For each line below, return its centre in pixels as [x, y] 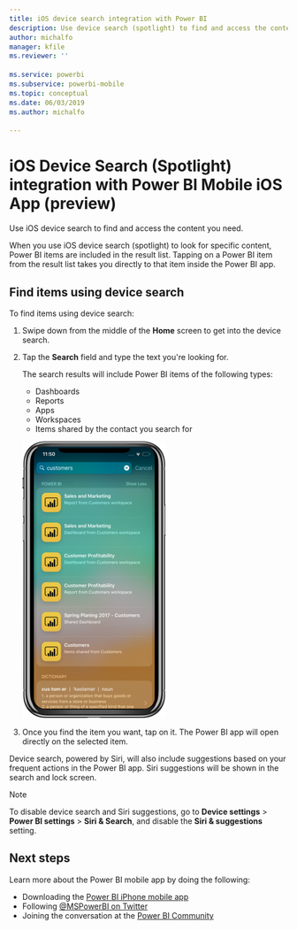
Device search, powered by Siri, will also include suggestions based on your [148, 758]
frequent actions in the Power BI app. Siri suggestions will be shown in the [144, 768]
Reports [49, 401]
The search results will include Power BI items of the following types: [147, 374]
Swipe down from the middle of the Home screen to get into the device [151, 330]
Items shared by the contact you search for [114, 429]
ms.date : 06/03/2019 [47, 103]
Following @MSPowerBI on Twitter [85, 906]
